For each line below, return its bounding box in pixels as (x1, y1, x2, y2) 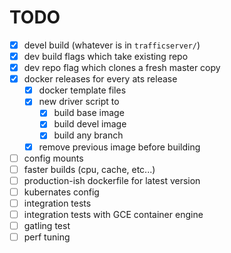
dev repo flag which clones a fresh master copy (23, 62, 221, 74)
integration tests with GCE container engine (23, 208, 204, 220)
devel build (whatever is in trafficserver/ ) (23, 39, 201, 51)
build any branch (53, 129, 124, 141)
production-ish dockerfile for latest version (23, 174, 201, 186)
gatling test (23, 219, 71, 231)
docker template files (38, 84, 127, 96)
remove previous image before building (38, 141, 201, 153)
